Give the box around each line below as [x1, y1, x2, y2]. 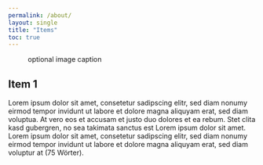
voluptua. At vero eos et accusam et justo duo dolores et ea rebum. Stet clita [8, 115, 256, 124]
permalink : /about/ [8, 11, 72, 20]
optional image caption [27, 55, 102, 64]
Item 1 [8, 77, 38, 91]
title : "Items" [8, 26, 58, 34]
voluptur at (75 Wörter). [8, 148, 84, 157]
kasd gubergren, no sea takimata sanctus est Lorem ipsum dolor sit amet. [8, 123, 246, 133]
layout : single [8, 19, 58, 27]
